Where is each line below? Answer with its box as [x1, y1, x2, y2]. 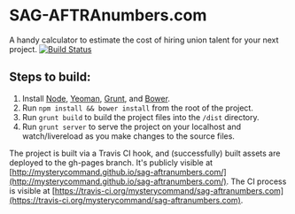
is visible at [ [9, 185, 56, 195]
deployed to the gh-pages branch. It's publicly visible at [9, 157, 213, 168]
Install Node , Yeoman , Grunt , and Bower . [21, 93, 171, 103]
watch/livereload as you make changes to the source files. [21, 130, 235, 141]
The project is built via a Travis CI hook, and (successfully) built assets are [9, 148, 281, 158]
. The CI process [226, 176, 287, 187]
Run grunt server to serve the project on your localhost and [21, 121, 242, 132]
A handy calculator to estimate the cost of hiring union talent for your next [9, 34, 279, 45]
